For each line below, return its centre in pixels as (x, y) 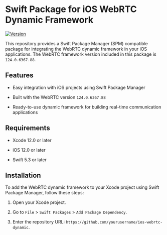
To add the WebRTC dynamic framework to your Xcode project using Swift (82, 187)
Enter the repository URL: (39, 222)
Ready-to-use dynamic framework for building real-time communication (87, 107)
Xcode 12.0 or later (32, 140)
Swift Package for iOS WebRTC (71, 9)
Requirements (28, 128)
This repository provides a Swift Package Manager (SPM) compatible (76, 43)
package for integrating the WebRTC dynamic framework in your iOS (76, 49)
